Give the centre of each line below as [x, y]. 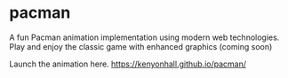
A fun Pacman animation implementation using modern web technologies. [144, 37]
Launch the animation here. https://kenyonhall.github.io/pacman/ [128, 64]
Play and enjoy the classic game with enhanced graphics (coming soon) [141, 46]
